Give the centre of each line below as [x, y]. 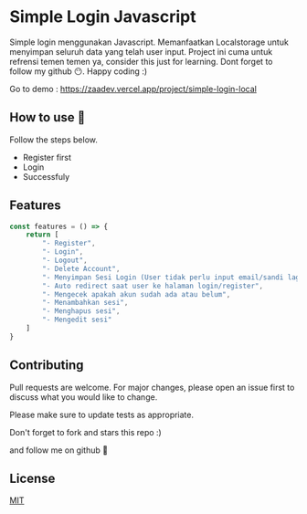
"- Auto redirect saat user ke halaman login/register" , [153, 286]
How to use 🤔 [48, 117]
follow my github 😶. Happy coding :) [79, 71]
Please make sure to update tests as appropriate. [102, 414]
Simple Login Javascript [103, 17]
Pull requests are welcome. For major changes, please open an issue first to [152, 387]
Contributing [47, 366]
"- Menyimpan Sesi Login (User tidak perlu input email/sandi [163, 277]
